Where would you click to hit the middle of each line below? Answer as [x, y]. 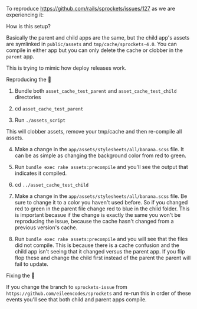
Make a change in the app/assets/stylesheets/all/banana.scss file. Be [101, 196]
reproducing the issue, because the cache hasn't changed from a [94, 221]
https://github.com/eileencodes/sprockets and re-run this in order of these [98, 293]
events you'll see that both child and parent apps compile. [76, 300]
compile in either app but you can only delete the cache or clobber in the [94, 50]
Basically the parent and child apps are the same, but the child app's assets [98, 38]
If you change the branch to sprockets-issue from [67, 287]
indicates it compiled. [41, 173]
